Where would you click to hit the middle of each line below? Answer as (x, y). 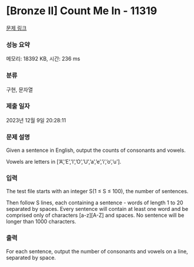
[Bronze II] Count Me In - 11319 (82, 11)
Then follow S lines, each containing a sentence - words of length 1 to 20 (95, 203)
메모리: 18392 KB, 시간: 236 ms (43, 59)
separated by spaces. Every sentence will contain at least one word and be (97, 209)
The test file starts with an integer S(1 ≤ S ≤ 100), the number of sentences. (97, 191)
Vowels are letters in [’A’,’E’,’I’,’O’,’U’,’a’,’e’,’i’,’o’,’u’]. (64, 162)
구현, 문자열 (20, 89)
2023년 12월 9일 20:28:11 (36, 120)
